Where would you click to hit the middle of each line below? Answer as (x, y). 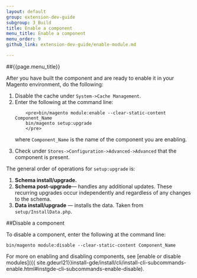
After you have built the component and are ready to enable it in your (90, 78)
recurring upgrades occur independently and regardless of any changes (103, 192)
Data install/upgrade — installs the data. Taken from (79, 205)
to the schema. (33, 199)
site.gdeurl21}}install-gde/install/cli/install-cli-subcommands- (111, 262)
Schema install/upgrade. (46, 180)
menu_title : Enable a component (46, 34)
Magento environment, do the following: (55, 84)
